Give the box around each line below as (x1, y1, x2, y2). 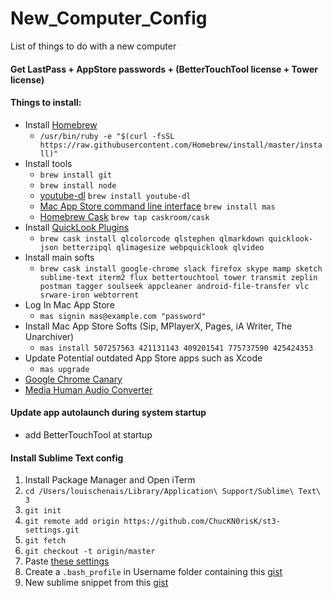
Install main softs (24, 251, 95, 263)
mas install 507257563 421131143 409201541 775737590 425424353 (39, 343, 314, 353)
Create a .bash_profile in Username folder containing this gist (24, 566, 283, 578)
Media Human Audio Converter (24, 383, 153, 396)
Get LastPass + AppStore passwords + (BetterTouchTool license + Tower (10, 63, 318, 75)
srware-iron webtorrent (39, 290, 140, 300)
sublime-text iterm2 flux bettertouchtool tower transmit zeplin (39, 272, 318, 282)
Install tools (24, 157, 73, 169)
